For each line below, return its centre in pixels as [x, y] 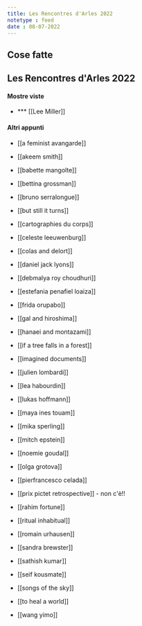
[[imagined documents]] [52, 358]
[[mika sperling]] [41, 426]
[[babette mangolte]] [47, 170]
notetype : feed [30, 20]
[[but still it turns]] [43, 210]
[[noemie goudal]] [43, 453]
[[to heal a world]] [43, 601]
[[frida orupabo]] [41, 305]
